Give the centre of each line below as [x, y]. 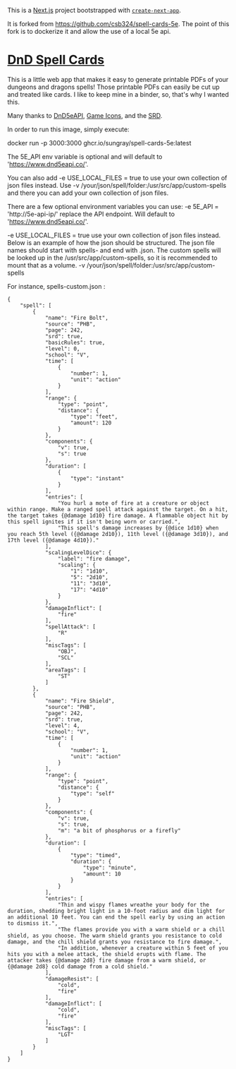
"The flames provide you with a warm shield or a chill [141, 929]
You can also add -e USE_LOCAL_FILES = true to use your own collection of [117, 178]
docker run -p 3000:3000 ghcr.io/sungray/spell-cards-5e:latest [99, 143]
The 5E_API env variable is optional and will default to [85, 156]
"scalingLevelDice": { [78, 553]
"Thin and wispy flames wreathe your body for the [133, 904]
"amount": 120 [91, 423]
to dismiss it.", [33, 923]
